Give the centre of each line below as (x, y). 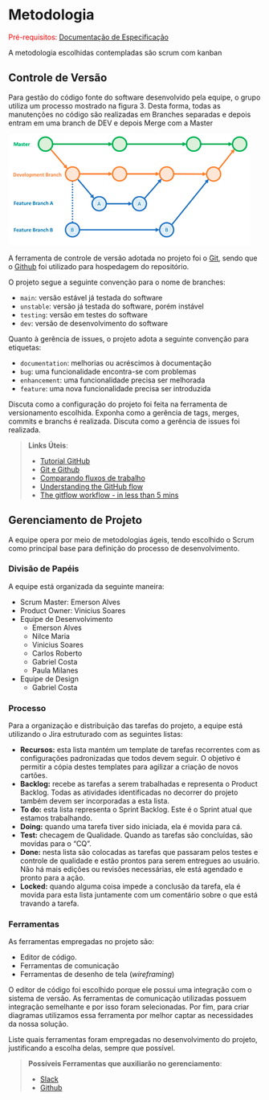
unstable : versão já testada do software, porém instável (112, 306)
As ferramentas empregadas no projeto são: (82, 942)
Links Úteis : (48, 445)
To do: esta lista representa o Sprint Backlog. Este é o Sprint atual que (136, 810)
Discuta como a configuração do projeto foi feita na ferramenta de (118, 404)
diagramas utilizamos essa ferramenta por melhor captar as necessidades (131, 1016)
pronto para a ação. (53, 878)
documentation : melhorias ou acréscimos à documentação (116, 362)
